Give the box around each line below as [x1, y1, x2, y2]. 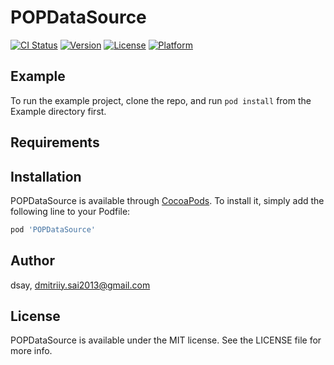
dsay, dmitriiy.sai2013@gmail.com [10, 279, 151, 291]
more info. [10, 345, 53, 357]
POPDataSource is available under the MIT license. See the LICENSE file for [10, 334, 322, 346]
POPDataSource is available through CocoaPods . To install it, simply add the [10, 194, 325, 206]
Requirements [10, 134, 100, 151]
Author [10, 252, 55, 270]
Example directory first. [10, 105, 107, 117]
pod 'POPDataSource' [10, 224, 97, 235]
